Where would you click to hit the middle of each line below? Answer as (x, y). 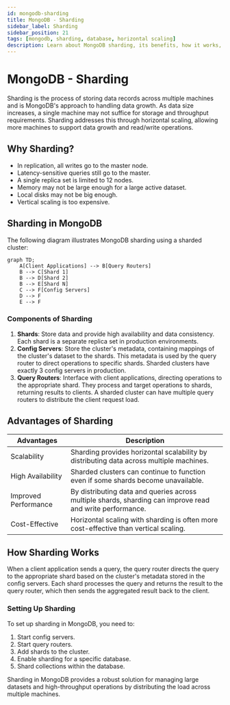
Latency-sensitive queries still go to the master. (84, 173)
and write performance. (108, 508)
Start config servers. (46, 637)
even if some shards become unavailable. (137, 480)
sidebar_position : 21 (38, 33)
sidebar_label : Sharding (42, 26)
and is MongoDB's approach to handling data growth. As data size (100, 105)
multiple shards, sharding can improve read (140, 500)
